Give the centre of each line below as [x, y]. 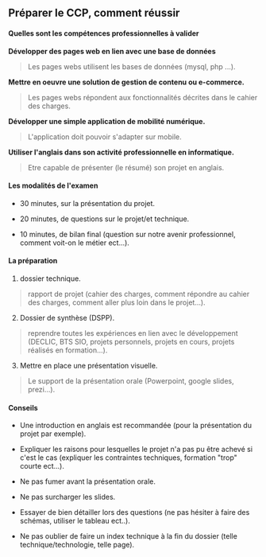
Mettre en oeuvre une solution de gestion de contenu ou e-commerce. [126, 82]
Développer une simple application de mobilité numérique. [107, 121]
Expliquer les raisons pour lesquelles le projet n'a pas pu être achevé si [136, 450]
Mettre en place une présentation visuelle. [89, 366]
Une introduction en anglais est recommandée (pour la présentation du [136, 426]
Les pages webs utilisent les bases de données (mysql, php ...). [131, 66]
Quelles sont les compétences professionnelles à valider [104, 33]
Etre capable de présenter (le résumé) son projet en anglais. [126, 167]
